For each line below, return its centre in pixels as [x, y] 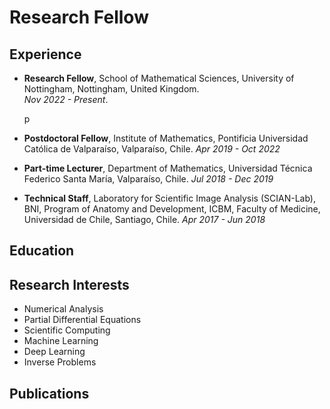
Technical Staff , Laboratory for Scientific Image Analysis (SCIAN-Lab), [170, 198]
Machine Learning [61, 341]
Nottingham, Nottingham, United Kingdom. [111, 89]
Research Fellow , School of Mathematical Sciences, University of [159, 78]
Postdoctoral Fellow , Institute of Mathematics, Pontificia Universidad [166, 138]
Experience [45, 54]
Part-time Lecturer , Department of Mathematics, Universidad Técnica [168, 168]
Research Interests [69, 284]
